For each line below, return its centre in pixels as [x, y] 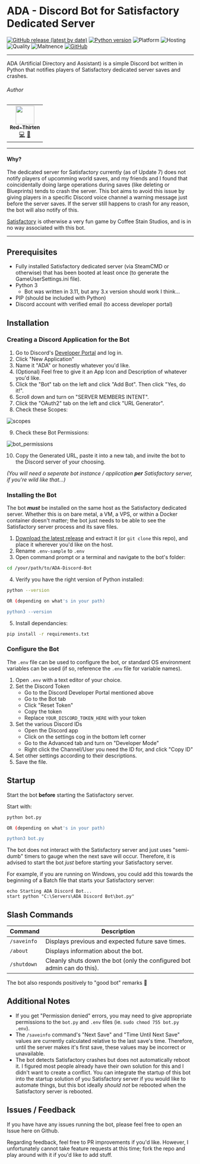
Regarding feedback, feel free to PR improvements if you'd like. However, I [98, 1142]
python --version [28, 591]
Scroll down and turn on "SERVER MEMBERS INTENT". [82, 397]
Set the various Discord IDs [49, 724]
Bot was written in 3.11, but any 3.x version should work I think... [102, 291]
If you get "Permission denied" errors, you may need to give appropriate [104, 1016]
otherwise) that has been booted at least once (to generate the [92, 273]
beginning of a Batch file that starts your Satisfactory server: [81, 880]
